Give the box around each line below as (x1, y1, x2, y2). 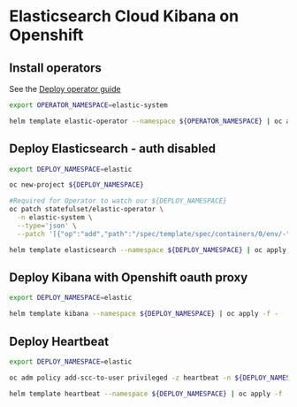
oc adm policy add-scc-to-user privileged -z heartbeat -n (9, 373, 232, 382)
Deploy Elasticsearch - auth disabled (9, 142, 217, 157)
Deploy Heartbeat (9, 334, 109, 349)
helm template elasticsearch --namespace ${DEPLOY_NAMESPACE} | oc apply (9, 245, 287, 254)
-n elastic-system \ (17, 213, 93, 222)
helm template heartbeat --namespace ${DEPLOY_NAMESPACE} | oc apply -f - (9, 389, 291, 398)
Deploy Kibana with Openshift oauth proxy (9, 270, 248, 285)
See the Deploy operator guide (9, 84, 121, 94)
